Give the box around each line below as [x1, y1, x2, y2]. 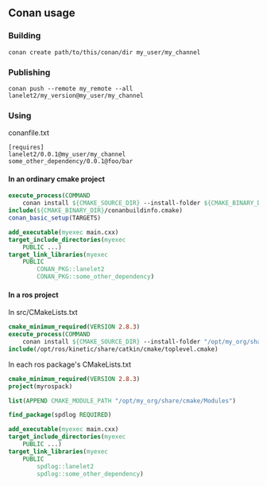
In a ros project [8, 290, 59, 299]
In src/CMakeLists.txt [8, 308, 78, 317]
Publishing [8, 67, 51, 78]
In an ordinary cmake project [8, 174, 106, 184]
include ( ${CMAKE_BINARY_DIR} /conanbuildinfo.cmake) [8, 207, 183, 215]
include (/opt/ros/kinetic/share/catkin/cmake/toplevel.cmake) [8, 345, 219, 353]
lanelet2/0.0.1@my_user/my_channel [8, 150, 126, 158]
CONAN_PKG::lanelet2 [37, 266, 105, 274]
